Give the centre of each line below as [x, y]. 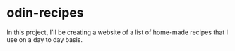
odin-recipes [45, 13]
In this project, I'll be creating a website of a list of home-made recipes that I [117, 32]
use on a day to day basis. [44, 39]
